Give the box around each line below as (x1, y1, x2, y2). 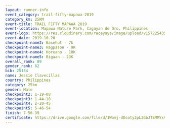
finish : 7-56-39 (5, 110, 39, 116)
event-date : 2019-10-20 (5, 36, 56, 41)
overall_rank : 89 (5, 59, 42, 64)
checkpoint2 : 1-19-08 (5, 92, 51, 97)
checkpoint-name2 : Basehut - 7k (5, 40, 73, 45)
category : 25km (5, 82, 37, 87)
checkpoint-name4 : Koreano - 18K (5, 49, 76, 54)
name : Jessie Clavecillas (5, 73, 60, 78)
